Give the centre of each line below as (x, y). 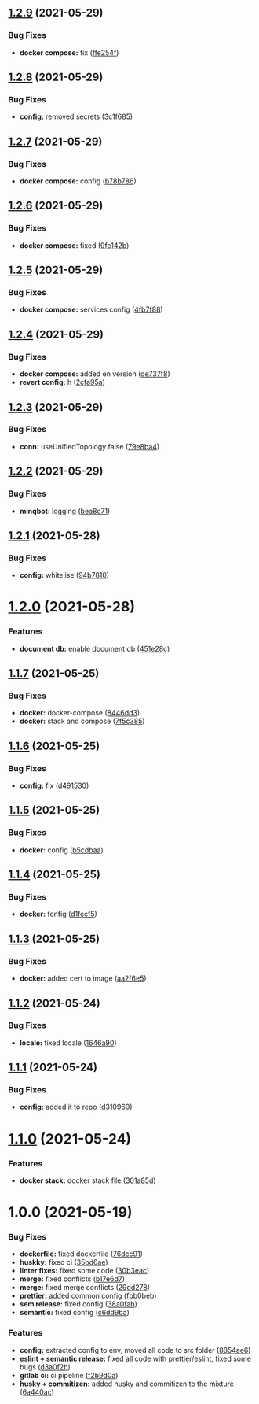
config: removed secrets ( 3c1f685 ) (76, 116)
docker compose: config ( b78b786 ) (78, 181)
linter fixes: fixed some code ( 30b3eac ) (84, 1271)
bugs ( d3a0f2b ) (45, 1367)
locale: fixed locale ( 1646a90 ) (68, 1043)
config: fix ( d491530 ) (54, 785)
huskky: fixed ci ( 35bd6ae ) (64, 1262)
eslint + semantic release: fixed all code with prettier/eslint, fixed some (135, 1358)
